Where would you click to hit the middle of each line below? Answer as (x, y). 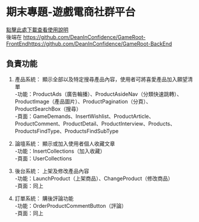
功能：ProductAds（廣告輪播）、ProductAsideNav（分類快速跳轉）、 (100, 94)
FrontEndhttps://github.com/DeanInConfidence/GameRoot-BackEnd (89, 44)
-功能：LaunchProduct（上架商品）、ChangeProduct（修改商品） (94, 178)
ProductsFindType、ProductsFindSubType (67, 131)
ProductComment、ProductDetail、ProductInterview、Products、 (95, 123)
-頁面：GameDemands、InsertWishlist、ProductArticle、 (84, 116)
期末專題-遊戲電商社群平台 (71, 12)
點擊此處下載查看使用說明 (37, 30)
